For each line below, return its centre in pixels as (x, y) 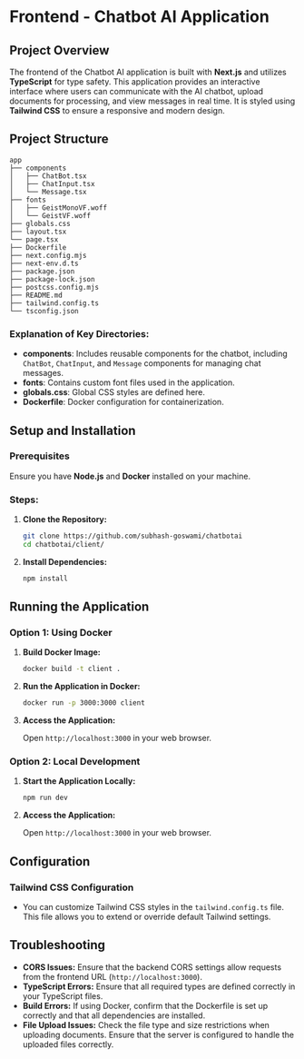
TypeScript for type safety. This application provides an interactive (135, 82)
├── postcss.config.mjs (54, 287)
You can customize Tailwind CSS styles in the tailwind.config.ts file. (153, 907)
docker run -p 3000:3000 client (83, 703)
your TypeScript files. (63, 995)
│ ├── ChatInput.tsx (52, 183)
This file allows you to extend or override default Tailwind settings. (147, 917)
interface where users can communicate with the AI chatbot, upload (137, 91)
